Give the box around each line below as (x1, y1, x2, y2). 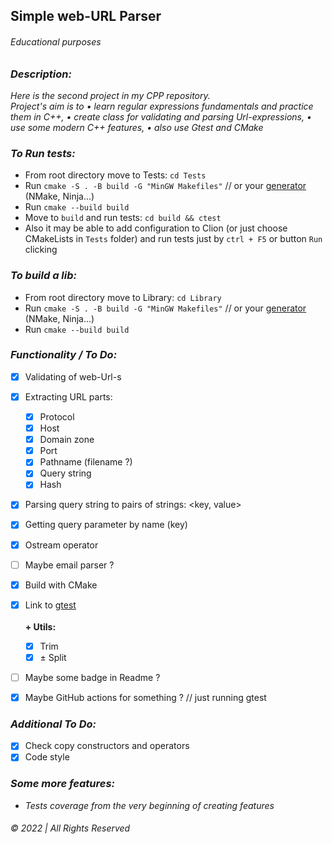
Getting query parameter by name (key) (24, 519, 188, 531)
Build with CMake (24, 579, 98, 591)
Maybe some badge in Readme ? (24, 671, 161, 683)
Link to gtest (24, 599, 77, 611)
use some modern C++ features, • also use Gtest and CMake (10, 121, 264, 133)
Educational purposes (10, 35, 102, 48)
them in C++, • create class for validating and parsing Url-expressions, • (10, 110, 312, 123)
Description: (10, 67, 72, 81)
